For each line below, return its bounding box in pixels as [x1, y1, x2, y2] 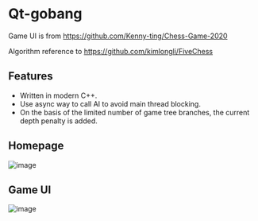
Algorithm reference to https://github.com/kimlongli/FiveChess [8, 46, 213, 56]
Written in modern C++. [19, 91, 98, 100]
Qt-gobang [8, 5, 83, 23]
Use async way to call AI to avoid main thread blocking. [19, 99, 201, 108]
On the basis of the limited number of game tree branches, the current [19, 107, 250, 117]
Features [8, 69, 53, 83]
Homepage [8, 139, 64, 153]
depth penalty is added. [19, 116, 98, 126]
